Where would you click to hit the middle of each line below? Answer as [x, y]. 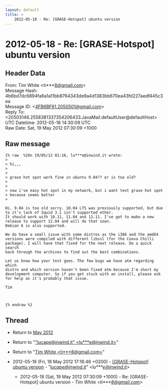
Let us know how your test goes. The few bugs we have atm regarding [80, 261]
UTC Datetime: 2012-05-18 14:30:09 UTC [48, 123]
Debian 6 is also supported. [36, 226]
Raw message [28, 144]
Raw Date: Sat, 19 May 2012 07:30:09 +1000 [51, 128]
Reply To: [15, 112]
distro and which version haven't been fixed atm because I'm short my [82, 270]
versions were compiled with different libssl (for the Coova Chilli [80, 239]
